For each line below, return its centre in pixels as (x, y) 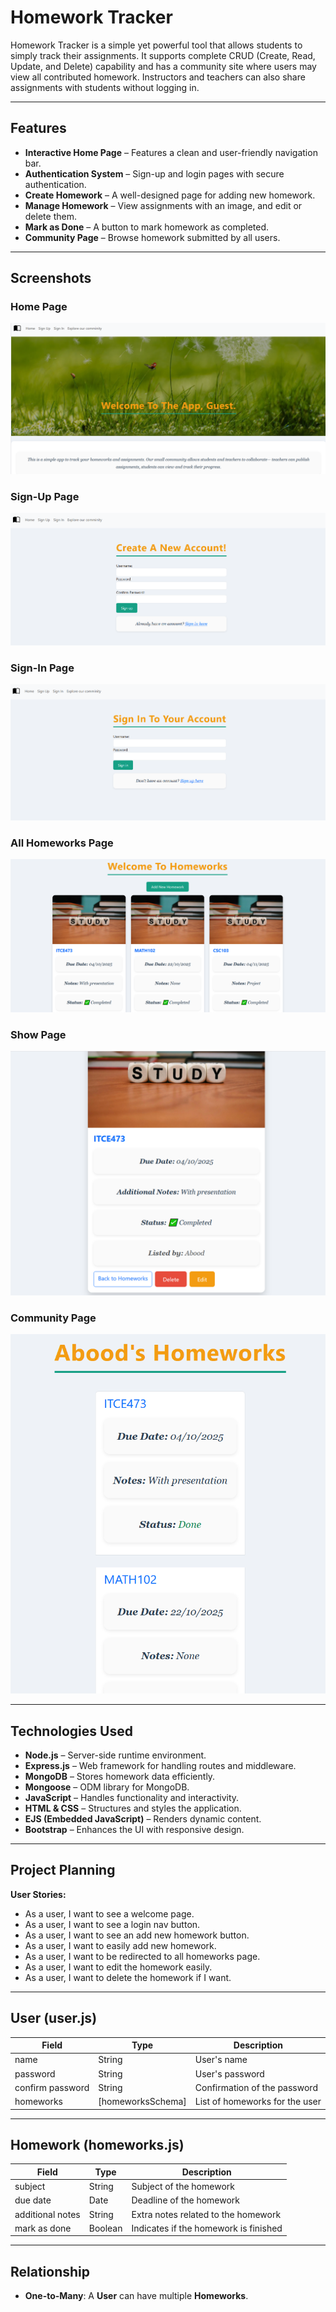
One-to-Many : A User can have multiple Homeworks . (136, 2296)
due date (33, 2200)
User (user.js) (54, 2018)
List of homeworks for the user (258, 2102)
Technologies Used (71, 1731)
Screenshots (51, 278)
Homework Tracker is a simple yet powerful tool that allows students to (156, 45)
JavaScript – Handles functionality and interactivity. (132, 1798)
